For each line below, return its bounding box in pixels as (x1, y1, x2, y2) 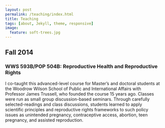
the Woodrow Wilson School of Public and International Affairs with (5, 86, 141, 92)
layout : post (5, 7, 32, 12)
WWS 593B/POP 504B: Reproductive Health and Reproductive (5, 63, 158, 70)
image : (5, 26, 19, 31)
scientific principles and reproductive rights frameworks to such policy (5, 106, 149, 112)
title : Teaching (5, 16, 38, 21)
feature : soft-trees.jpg (9, 30, 61, 35)
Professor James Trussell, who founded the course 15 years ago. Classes (5, 91, 154, 96)
